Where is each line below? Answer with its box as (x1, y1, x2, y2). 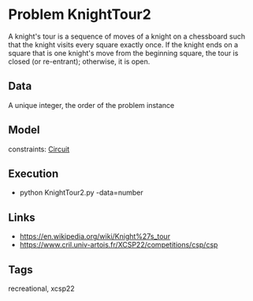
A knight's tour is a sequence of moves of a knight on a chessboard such (8, 32, 246, 41)
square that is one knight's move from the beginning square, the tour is (8, 48, 239, 58)
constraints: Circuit (8, 144, 70, 154)
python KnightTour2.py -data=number (19, 188, 143, 198)
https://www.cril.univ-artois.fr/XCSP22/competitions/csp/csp (19, 240, 218, 250)
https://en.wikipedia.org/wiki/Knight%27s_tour (19, 232, 171, 241)
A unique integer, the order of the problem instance (8, 100, 175, 110)
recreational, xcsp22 (8, 284, 75, 293)
